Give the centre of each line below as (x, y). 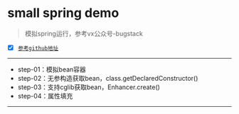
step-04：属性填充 (45, 96)
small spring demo (63, 13)
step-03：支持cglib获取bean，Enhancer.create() (89, 87)
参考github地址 (38, 48)
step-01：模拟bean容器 (52, 69)
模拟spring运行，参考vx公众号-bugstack (84, 33)
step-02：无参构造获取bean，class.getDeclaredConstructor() (108, 78)
